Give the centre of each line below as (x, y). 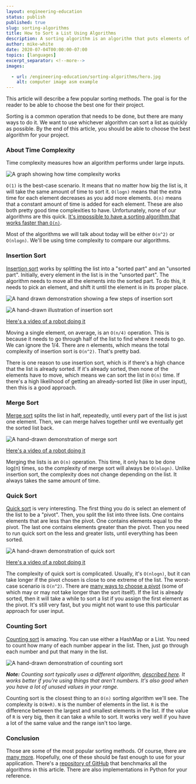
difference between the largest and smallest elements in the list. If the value (97, 710)
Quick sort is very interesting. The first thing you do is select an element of (96, 509)
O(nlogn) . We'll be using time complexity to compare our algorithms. (88, 240)
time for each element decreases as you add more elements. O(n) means (94, 198)
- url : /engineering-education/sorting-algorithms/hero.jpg (86, 77)
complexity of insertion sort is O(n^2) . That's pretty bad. (73, 351)
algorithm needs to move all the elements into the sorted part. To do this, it (96, 281)
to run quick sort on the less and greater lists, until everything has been (92, 533)
